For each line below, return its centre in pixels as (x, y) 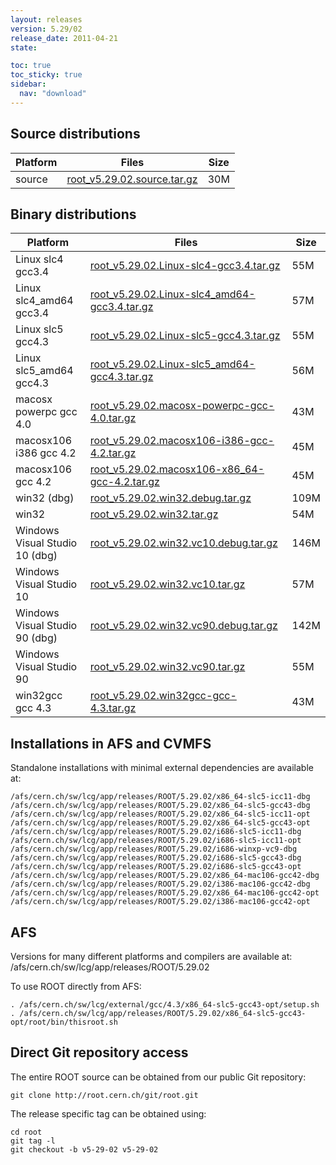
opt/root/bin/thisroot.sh (64, 1022)
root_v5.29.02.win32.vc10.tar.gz (167, 584)
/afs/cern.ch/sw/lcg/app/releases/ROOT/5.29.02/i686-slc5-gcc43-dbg (156, 858)
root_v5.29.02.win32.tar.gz (154, 514)
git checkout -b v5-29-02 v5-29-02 (84, 1149)
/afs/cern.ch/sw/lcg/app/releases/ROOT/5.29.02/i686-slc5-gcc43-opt (156, 867)
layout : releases (46, 19)
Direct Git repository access (99, 1052)
